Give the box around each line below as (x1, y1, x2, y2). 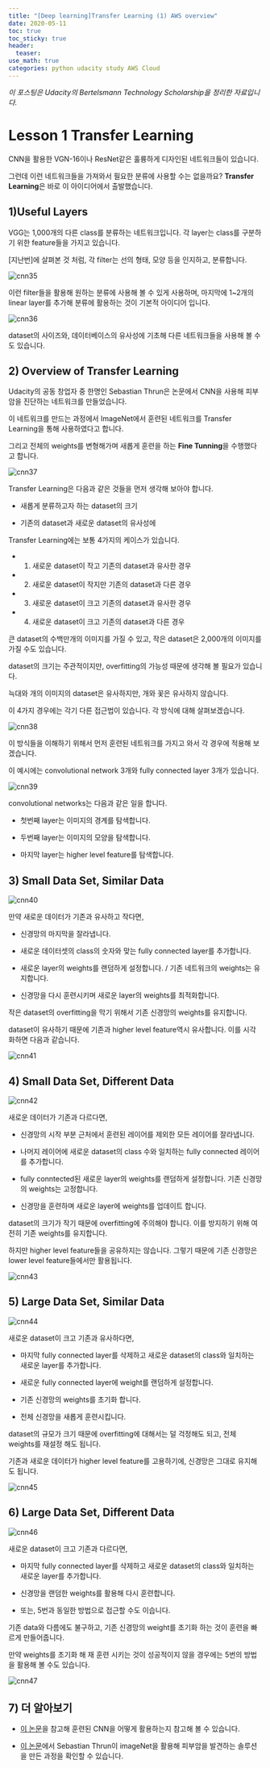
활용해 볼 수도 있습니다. (16, 1659, 90, 1670)
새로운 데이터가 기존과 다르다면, (8, 1112, 108, 1122)
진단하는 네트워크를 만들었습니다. (23, 397, 127, 407)
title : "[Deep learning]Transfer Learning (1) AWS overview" (8, 11, 218, 20)
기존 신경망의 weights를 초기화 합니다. (19, 1395, 141, 1404)
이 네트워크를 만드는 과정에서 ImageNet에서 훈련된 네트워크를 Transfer (8, 414, 232, 423)
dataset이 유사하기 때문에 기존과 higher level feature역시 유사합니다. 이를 (8, 1025, 242, 1035)
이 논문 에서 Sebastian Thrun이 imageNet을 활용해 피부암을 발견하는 (19, 1741, 236, 1751)
